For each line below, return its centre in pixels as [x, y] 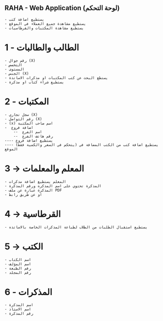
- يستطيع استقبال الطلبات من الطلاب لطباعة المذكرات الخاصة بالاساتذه [76, 227]
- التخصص [14, 65]
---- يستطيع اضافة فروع [29, 140]
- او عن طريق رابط [23, 194]
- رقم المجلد [18, 272]
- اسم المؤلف [18, 264]
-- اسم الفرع [28, 132]
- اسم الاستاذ [18, 309]
